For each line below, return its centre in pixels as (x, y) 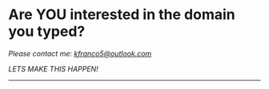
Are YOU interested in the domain (122, 15)
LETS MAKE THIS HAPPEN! (53, 68)
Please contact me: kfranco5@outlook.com (80, 53)
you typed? (47, 31)
